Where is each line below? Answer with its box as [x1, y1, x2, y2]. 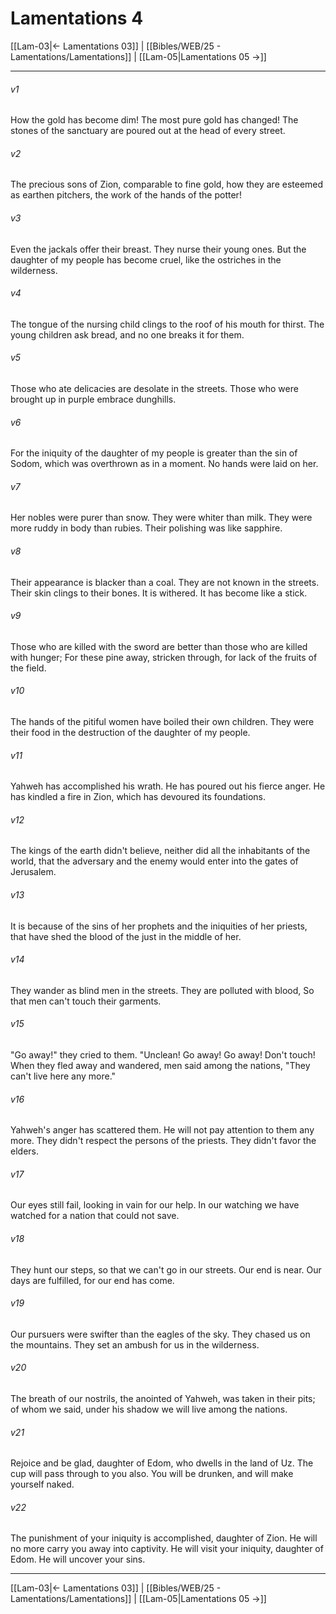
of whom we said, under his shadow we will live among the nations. [10, 1403, 288, 1415]
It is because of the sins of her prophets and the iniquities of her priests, [10, 920, 308, 932]
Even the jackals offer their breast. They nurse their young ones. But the [10, 243, 307, 255]
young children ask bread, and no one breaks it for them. [10, 328, 245, 341]
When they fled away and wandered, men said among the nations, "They [10, 1059, 311, 1071]
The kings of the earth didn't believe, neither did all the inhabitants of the [10, 845, 311, 857]
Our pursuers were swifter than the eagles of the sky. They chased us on [10, 1328, 311, 1340]
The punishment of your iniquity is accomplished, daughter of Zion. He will [10, 1532, 318, 1544]
